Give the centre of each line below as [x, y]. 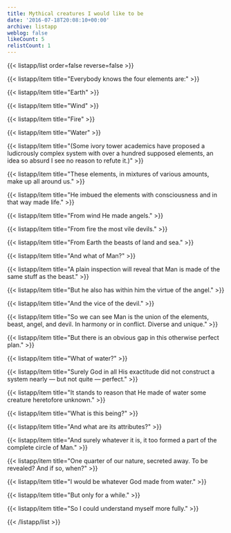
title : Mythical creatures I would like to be [75, 13]
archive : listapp [32, 26]
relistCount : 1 [29, 46]
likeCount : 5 [26, 39]
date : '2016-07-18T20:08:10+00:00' [58, 20]
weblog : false [28, 33]
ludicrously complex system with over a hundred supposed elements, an [110, 153]
